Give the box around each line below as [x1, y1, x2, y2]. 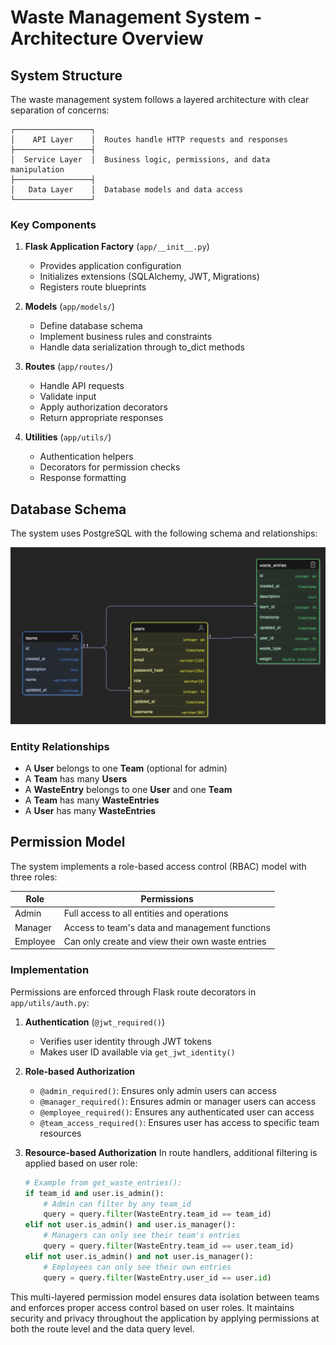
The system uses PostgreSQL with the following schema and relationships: [10, 527, 318, 540]
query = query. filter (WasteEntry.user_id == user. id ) [43, 1272, 272, 1283]
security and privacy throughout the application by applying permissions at [10, 1312, 320, 1324]
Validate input [39, 391, 97, 403]
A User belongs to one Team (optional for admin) [24, 762, 228, 774]
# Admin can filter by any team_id [43, 1199, 192, 1209]
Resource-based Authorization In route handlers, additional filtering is [24, 1146, 318, 1158]
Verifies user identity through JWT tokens [39, 1035, 212, 1047]
